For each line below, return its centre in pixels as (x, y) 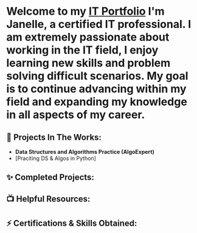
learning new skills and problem (88, 63)
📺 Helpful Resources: (48, 199)
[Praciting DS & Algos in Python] (55, 158)
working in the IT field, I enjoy (82, 50)
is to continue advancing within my (96, 89)
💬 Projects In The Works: (54, 137)
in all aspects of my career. (76, 115)
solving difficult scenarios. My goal (97, 76)
